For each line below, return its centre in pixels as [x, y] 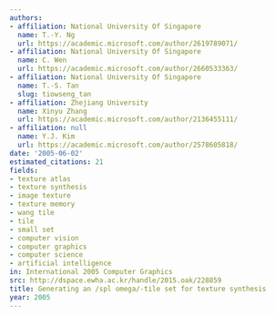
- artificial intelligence [61, 264]
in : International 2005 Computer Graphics [91, 272]
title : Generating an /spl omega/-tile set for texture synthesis [138, 289]
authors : [26, 18]
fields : [24, 170]
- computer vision [44, 238]
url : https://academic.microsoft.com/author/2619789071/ [128, 43]
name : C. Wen [42, 60]
